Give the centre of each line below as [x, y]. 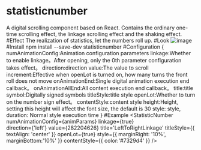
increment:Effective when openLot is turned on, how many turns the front [97, 74]
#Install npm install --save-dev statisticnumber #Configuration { [85, 47]
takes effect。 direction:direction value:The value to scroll [77, 68]
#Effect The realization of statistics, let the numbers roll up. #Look [88, 40]
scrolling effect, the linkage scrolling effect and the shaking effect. [100, 34]
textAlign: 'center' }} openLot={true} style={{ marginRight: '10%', [86, 134]
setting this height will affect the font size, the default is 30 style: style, [94, 109]
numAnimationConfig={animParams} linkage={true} [70, 121]
